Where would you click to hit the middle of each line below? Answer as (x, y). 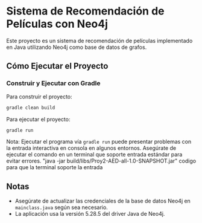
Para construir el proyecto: (39, 96)
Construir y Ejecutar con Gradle (53, 83)
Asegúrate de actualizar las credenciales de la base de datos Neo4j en (103, 201)
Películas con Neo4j (57, 24)
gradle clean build (31, 108)
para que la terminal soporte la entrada (55, 167)
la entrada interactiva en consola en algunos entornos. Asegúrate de (91, 148)
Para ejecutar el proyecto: (38, 119)
